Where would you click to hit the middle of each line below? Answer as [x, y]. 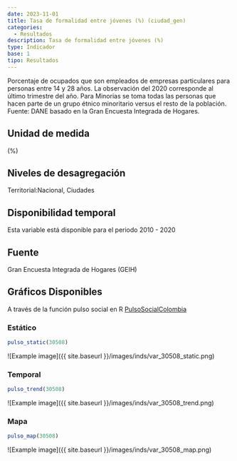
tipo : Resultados [33, 61]
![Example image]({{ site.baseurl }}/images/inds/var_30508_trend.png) [111, 403]
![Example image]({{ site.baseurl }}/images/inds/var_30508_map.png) [110, 450]
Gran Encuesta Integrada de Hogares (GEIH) [72, 269]
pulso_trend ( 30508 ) [36, 390]
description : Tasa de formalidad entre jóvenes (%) [85, 41]
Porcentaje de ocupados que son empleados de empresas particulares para [118, 81]
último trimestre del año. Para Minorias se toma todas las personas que [112, 96]
